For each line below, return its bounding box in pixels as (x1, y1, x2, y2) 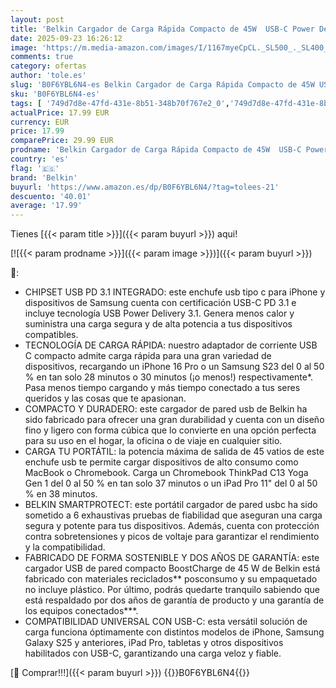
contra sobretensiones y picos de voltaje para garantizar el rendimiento (24, 531, 320, 543)
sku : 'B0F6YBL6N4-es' (10, 89, 101, 99)
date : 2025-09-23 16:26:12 (10, 33, 123, 43)
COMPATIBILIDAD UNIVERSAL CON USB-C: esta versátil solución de (24, 616, 308, 628)
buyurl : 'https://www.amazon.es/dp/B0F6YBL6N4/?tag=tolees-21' (10, 182, 280, 192)
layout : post (10, 14, 65, 25)
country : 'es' (10, 154, 70, 164)
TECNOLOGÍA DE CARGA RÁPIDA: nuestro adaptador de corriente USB (24, 339, 318, 351)
